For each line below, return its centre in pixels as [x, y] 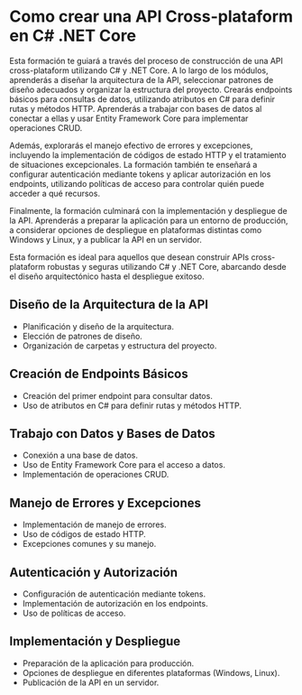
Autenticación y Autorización [94, 572]
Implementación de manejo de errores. [94, 524]
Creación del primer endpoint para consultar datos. [118, 395]
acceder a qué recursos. [55, 193]
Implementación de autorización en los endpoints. [115, 603]
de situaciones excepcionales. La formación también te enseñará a [133, 164]
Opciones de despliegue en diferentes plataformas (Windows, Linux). [151, 672]
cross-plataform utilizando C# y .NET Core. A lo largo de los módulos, [139, 70]
